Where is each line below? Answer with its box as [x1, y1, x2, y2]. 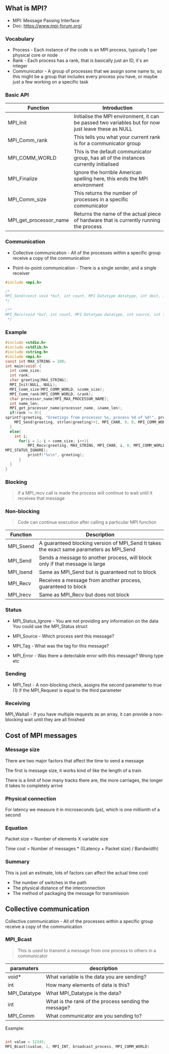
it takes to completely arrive [5, 783, 63, 789]
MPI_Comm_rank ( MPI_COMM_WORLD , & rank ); [10, 391, 94, 397]
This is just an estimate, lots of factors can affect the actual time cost [5, 870, 148, 876]
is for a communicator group [73, 140, 141, 147]
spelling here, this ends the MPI [73, 175, 148, 182]
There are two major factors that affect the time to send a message [5, 757, 144, 763]
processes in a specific [73, 196, 129, 203]
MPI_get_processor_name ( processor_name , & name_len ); [10, 405, 123, 411]
